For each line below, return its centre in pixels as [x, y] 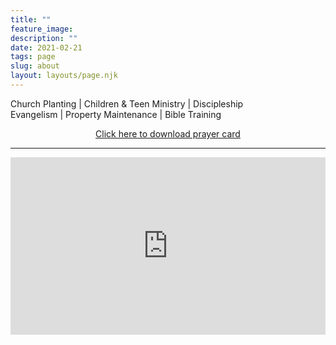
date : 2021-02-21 [46, 47]
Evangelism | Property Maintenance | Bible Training [116, 114]
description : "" [44, 38]
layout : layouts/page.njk [64, 76]
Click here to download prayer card [168, 133]
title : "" [31, 19]
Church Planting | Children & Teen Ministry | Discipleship [127, 103]
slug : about [35, 66]
